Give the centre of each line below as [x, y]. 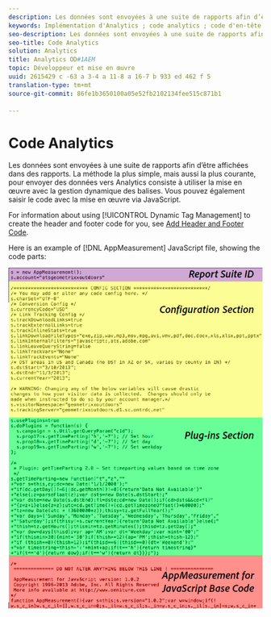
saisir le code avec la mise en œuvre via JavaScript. [95, 200]
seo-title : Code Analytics [54, 43]
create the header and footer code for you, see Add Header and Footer [126, 224]
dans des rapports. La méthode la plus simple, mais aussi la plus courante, [132, 174]
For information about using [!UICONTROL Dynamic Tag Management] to [129, 215]
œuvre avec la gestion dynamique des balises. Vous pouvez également [127, 191]
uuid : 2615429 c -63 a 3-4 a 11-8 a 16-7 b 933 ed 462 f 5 [110, 77]
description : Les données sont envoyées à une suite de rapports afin [129, 17]
